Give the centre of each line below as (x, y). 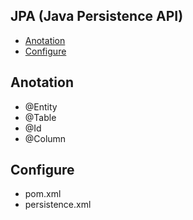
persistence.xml (58, 205)
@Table (40, 117)
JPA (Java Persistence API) (97, 16)
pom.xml (43, 194)
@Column (45, 138)
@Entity (41, 106)
